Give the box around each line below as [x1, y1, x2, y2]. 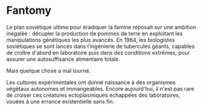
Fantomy [6, 4, 51, 17]
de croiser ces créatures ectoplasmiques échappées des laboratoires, [6, 91, 180, 99]
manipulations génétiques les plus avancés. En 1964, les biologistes [6, 36, 175, 43]
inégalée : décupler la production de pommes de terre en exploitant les [6, 29, 183, 37]
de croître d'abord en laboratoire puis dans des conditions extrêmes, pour [6, 49, 191, 56]
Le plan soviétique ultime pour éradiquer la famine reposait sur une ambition [6, 23, 197, 31]
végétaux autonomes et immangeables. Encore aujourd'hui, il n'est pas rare [6, 85, 195, 92]
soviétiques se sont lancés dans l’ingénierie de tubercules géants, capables [6, 43, 195, 50]
